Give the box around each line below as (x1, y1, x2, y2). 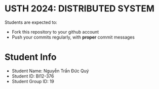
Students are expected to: (4, 19, 57, 25)
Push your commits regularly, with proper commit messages (11, 34, 135, 40)
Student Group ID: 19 (11, 78, 55, 84)
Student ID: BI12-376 (11, 73, 54, 79)
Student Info (4, 51, 57, 63)
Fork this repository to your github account (11, 29, 99, 35)
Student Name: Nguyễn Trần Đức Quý (11, 68, 89, 74)
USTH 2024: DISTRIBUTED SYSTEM (4, 3, 155, 14)
